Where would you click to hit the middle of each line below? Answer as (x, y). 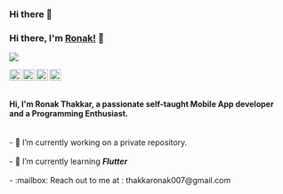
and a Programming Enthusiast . (69, 113)
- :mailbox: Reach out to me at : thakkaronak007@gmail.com (120, 181)
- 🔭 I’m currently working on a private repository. (98, 142)
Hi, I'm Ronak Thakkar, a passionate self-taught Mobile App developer (141, 104)
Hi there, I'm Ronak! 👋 (57, 37)
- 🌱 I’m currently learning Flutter (69, 162)
